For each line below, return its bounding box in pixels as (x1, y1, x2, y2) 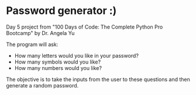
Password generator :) (6, 4, 117, 17)
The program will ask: (6, 41, 59, 48)
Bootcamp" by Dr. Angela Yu (6, 29, 75, 36)
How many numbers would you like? (14, 64, 102, 71)
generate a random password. (6, 82, 79, 89)
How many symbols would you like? (14, 58, 101, 65)
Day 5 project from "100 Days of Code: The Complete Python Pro (6, 23, 163, 30)
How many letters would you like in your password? (14, 52, 139, 59)
